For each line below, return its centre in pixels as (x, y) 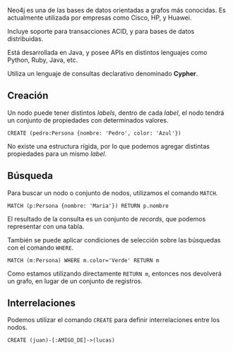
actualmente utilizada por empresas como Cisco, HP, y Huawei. (100, 18)
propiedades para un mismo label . (57, 154)
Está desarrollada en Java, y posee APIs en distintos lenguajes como (107, 53)
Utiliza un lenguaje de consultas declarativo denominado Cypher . (103, 74)
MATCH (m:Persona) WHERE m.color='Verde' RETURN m (83, 260)
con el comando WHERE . (41, 247)
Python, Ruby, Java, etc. (43, 60)
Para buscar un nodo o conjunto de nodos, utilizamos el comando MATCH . (113, 192)
